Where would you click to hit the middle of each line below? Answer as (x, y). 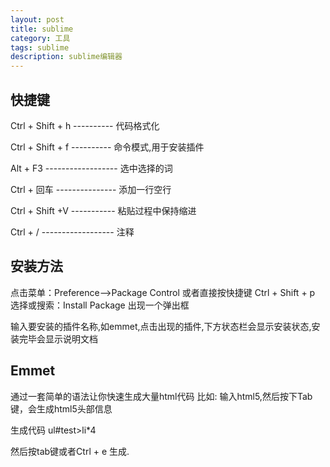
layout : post (37, 19)
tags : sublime (40, 47)
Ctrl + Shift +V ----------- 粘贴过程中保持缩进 (103, 210)
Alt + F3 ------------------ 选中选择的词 (91, 168)
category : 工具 (40, 38)
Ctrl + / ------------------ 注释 (72, 232)
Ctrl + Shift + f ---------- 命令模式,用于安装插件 (107, 147)
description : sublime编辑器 (66, 57)
